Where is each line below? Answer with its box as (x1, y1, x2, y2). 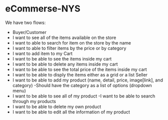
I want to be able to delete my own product (12, 103, 101, 109)
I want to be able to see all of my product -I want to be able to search (12, 93, 155, 99)
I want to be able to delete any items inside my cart (12, 61, 118, 67)
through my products (12, 98, 56, 104)
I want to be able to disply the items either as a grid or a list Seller (12, 71, 148, 77)
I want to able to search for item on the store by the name (12, 39, 131, 45)
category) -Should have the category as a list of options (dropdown (12, 82, 152, 88)
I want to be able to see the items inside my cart (12, 55, 112, 61)
